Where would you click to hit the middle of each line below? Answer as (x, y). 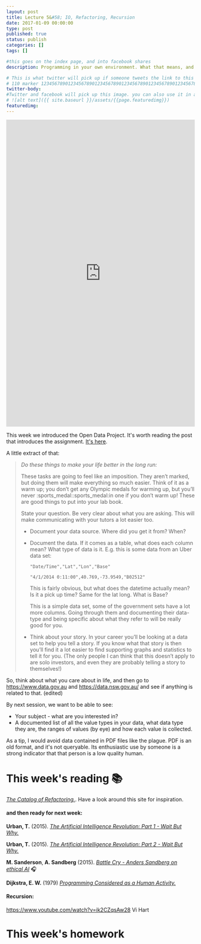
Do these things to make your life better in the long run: (89, 464)
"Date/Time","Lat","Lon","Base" (70, 567)
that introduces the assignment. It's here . (57, 441)
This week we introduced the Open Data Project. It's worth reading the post (99, 435)
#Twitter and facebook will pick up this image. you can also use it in (99, 95)
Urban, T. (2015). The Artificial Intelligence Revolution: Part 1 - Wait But (94, 826)
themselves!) (46, 668)
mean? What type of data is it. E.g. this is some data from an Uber (111, 549)
